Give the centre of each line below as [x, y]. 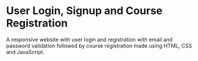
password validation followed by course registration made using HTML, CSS [99, 46]
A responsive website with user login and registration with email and [90, 39]
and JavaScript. [25, 52]
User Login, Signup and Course [84, 11]
